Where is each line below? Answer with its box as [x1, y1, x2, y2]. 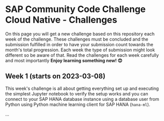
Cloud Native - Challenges [5, 14, 117, 26]
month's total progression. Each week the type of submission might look [5, 47, 155, 53]
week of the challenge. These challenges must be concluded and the [5, 36, 148, 42]
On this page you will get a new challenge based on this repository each [5, 31, 155, 37]
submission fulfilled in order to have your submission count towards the [5, 41, 153, 47]
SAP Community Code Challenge [5, 4, 146, 15]
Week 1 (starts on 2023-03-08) [5, 72, 106, 81]
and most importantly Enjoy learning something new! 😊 [5, 57, 123, 63]
